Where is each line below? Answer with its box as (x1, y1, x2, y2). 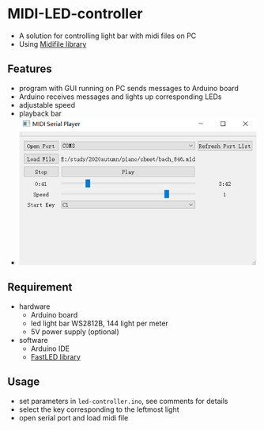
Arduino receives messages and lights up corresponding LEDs (18, 92, 222, 101)
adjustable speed (18, 100, 76, 109)
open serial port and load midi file (18, 413, 129, 422)
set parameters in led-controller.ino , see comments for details (18, 396, 228, 405)
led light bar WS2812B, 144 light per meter (30, 318, 169, 328)
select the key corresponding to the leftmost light (18, 405, 179, 414)
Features (7, 63, 52, 76)
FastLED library (30, 352, 81, 361)
